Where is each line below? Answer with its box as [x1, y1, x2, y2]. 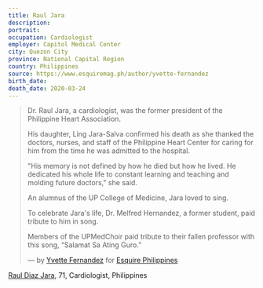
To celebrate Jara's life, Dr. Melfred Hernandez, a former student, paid [27, 209, 255, 218]
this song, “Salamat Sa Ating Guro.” [27, 240, 142, 250]
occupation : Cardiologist [8, 33, 93, 42]
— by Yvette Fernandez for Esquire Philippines [27, 256, 178, 265]
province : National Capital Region [8, 56, 125, 64]
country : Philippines [8, 63, 79, 71]
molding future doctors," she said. [27, 178, 137, 188]
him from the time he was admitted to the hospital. [27, 146, 191, 155]
